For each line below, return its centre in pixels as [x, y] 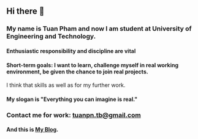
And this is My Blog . [32, 130]
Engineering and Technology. [51, 36]
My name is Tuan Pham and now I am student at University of [99, 29]
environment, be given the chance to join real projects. [77, 72]
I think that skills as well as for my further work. [66, 85]
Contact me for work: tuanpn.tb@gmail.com [74, 115]
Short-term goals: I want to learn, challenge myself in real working [93, 65]
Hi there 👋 [25, 11]
